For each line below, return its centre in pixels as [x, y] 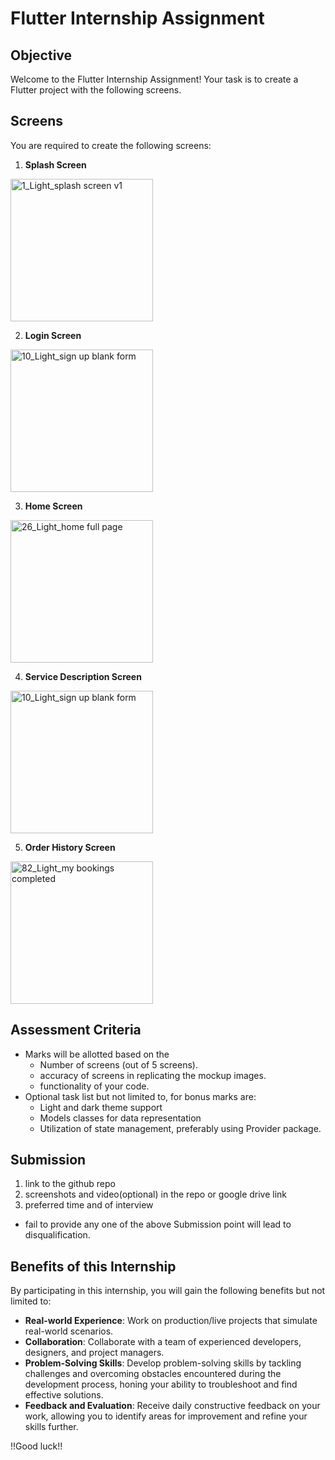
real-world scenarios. [69, 1331]
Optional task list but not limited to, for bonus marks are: [140, 1096]
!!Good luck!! [36, 1446]
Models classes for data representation [120, 1118]
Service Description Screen [83, 676]
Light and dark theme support [101, 1107]
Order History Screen [70, 847]
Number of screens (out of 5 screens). [118, 1064]
